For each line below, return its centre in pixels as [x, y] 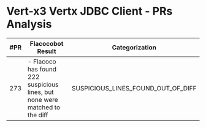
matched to [44, 107]
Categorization [134, 47]
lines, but [40, 92]
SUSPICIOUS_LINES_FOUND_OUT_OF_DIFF [134, 88]
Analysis [29, 24]
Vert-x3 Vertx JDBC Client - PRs [90, 11]
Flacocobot [47, 43]
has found [42, 69]
